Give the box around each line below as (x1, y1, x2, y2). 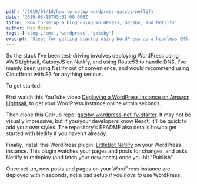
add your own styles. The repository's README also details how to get (6, 124, 177, 131)
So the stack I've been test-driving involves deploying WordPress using (6, 52, 179, 59)
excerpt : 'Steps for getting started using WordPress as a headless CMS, (6, 36, 191, 42)
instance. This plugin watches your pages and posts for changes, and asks (6, 148, 188, 155)
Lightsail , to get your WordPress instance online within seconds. (6, 100, 162, 106)
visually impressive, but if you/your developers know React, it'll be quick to (6, 118, 187, 124)
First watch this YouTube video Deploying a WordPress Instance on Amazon (6, 93, 190, 101)
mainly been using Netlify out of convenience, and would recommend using (6, 65, 189, 71)
